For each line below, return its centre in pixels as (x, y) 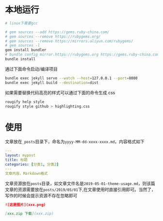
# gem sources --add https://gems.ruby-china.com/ (57, 32)
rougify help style (25, 102)
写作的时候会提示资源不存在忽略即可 (41, 195)
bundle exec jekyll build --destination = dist (52, 83)
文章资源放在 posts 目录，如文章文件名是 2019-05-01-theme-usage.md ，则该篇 (80, 183)
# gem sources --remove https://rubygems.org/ (53, 36)
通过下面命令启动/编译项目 (32, 69)
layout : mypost (20, 155)
